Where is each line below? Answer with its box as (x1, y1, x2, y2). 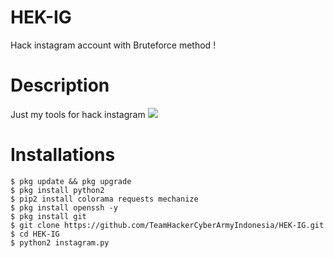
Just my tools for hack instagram (10, 108, 146, 120)
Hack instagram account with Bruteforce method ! (10, 39, 217, 51)
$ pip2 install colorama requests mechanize (10, 194, 199, 204)
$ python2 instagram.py (10, 237, 110, 248)
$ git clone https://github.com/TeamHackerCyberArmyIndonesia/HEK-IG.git (10, 220, 325, 230)
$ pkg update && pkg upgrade (10, 176, 132, 186)
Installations (10, 144, 116, 166)
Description (10, 74, 110, 97)
